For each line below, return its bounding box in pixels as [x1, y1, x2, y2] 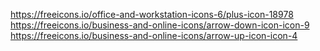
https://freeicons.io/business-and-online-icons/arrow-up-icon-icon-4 [10, 30, 298, 41]
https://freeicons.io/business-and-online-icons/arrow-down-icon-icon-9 [10, 19, 310, 31]
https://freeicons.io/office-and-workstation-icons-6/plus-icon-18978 [10, 9, 294, 20]
